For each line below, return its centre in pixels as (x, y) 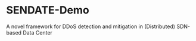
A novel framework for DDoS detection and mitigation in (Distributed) (91, 26)
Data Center (38, 32)
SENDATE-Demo (48, 10)
